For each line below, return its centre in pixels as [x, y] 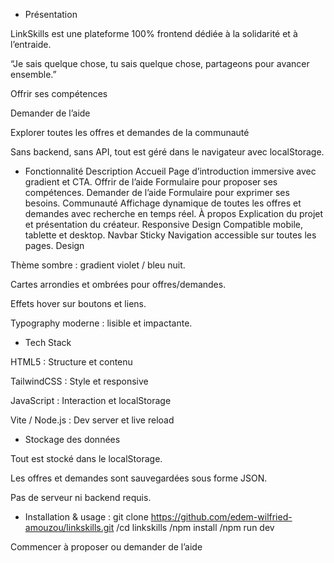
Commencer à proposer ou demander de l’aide [106, 547]
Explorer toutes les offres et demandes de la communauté [130, 132]
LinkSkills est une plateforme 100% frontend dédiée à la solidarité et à [154, 33]
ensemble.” [33, 74]
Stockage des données [72, 439]
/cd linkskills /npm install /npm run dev [195, 527]
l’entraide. [31, 44]
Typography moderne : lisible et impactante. [101, 323]
